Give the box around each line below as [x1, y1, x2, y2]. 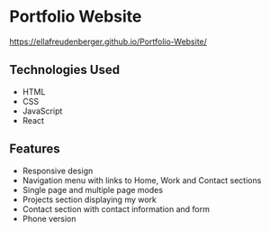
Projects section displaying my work [22, 194, 157, 205]
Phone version [22, 213, 76, 224]
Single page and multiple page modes [22, 184, 164, 195]
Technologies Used [9, 62, 120, 78]
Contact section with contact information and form [22, 203, 210, 214]
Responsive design [22, 165, 94, 176]
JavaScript [22, 106, 63, 116]
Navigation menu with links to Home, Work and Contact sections [22, 174, 262, 186]
